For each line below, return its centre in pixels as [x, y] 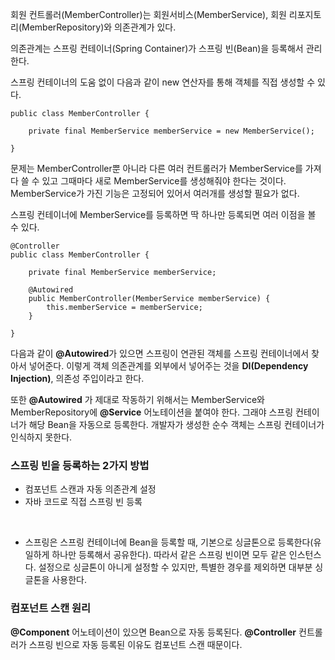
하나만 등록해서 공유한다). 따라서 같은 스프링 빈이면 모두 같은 [169, 555]
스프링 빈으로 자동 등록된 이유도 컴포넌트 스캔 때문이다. [135, 644]
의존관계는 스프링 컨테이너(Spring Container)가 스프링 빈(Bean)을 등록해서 [157, 48]
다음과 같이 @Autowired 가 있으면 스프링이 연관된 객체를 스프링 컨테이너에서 [160, 353]
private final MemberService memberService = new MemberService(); [171, 131]
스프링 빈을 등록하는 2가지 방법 [80, 465]
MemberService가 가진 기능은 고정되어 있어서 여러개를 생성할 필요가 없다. [155, 193]
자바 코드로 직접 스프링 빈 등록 [83, 502]
